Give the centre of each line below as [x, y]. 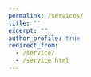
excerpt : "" [28, 30]
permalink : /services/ [46, 16]
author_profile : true [44, 38]
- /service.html [42, 61]
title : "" [25, 23]
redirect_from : [34, 46]
